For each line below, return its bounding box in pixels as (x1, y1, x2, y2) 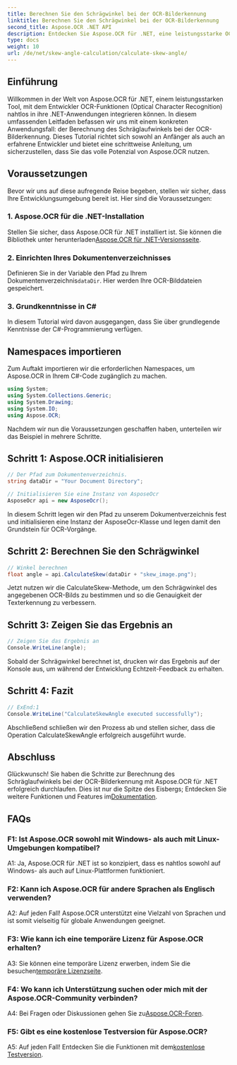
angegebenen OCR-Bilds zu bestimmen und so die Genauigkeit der (7, 591, 202, 599)
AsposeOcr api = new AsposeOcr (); (7, 498, 109, 505)
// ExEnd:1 (7, 704, 39, 711)
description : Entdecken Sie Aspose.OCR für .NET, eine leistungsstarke (7, 30, 222, 37)
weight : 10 (7, 43, 39, 50)
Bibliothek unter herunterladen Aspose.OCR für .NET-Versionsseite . (7, 235, 201, 244)
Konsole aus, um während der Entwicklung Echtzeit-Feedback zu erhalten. (7, 665, 224, 673)
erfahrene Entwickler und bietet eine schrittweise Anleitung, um (7, 139, 193, 148)
